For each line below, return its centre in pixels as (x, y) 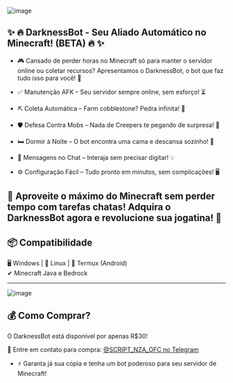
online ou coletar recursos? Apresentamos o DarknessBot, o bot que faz (120, 70)
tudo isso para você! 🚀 (49, 78)
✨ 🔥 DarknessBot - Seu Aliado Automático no (107, 32)
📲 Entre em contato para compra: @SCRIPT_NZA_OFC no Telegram (103, 349)
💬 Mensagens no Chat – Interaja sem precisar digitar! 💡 (96, 157)
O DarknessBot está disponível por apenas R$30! (77, 336)
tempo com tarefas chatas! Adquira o (89, 207)
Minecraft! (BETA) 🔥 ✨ (56, 43)
